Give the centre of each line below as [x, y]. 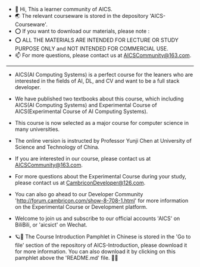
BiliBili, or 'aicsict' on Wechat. [51, 225]
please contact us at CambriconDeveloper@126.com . [80, 183]
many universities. [37, 129]
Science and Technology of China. [57, 147]
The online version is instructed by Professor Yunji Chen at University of [103, 141]
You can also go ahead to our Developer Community [79, 194]
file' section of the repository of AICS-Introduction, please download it [101, 245]
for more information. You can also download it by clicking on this [95, 252]
